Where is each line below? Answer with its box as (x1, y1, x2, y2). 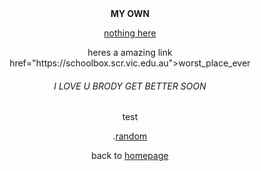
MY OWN (110, 8, 150, 19)
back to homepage (91, 150, 169, 162)
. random (112, 130, 148, 142)
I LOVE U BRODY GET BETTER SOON (53, 80, 207, 92)
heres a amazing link (87, 47, 173, 58)
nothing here (103, 27, 157, 39)
